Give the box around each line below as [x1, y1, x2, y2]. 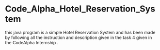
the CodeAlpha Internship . [5, 39, 59, 45]
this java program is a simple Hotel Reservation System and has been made [5, 29, 156, 35]
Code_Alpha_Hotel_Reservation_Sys [5, 3, 156, 14]
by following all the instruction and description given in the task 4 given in [5, 35, 152, 40]
